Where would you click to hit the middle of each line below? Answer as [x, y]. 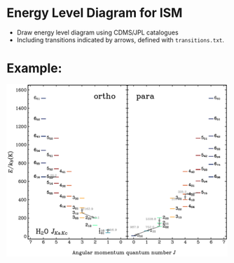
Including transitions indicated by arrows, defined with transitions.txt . [121, 39]
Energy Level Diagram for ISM [95, 13]
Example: [34, 69]
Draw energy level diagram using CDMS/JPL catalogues [98, 32]
